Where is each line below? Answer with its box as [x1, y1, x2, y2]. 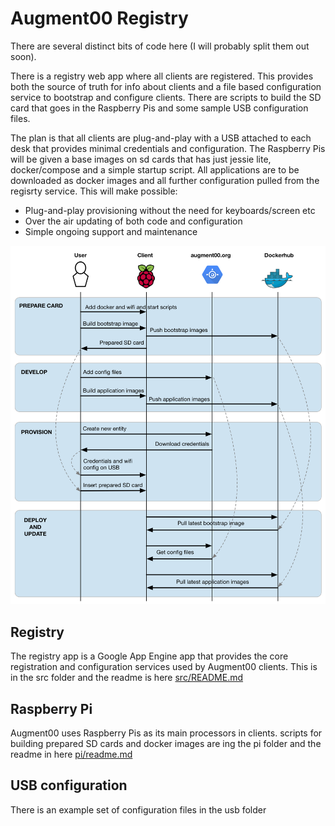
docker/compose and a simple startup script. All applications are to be [10, 163, 300, 176]
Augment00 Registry [10, 7, 189, 30]
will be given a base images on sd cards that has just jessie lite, [10, 153, 272, 165]
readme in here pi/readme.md [10, 748, 133, 760]
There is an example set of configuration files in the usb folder [10, 803, 267, 816]
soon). [10, 50, 37, 62]
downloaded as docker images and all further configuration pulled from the [10, 174, 320, 186]
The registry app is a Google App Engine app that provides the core [10, 650, 289, 662]
